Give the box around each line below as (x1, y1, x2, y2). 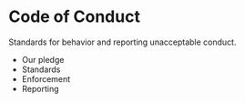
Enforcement (21, 73, 71, 84)
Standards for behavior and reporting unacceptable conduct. (8, 36, 237, 47)
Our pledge (21, 54, 65, 65)
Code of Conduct (8, 6, 140, 27)
